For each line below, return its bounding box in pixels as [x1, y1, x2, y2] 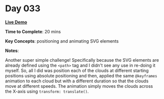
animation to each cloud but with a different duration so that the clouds [5, 78, 149, 84]
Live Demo [5, 19, 27, 25]
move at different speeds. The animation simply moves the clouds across [5, 83, 153, 89]
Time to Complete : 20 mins [5, 28, 61, 34]
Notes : [5, 48, 19, 53]
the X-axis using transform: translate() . [5, 88, 89, 94]
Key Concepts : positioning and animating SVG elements [5, 38, 119, 44]
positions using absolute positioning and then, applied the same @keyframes [5, 73, 158, 78]
